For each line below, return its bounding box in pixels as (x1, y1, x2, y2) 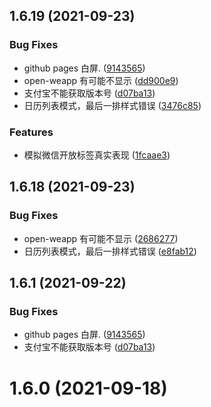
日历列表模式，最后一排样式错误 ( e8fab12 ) (23, 245, 197, 257)
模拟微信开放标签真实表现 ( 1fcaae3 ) (23, 149, 171, 161)
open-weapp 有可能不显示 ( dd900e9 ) (23, 74, 179, 86)
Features (9, 125, 54, 139)
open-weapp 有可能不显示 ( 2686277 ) (23, 232, 179, 244)
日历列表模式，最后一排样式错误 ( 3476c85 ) (23, 99, 202, 111)
